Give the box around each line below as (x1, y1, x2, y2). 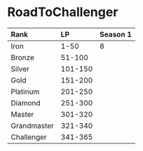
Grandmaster (11, 120, 55, 130)
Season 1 (99, 29, 132, 39)
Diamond (11, 98, 41, 108)
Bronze (11, 52, 35, 62)
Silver (11, 64, 30, 73)
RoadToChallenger (7, 4, 118, 20)
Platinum (11, 87, 40, 96)
